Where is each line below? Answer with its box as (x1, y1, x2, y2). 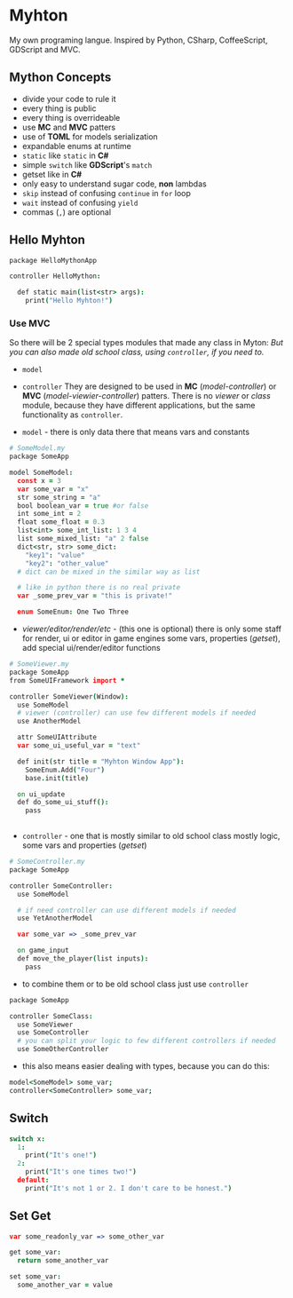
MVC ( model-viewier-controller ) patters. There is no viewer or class (21, 391, 271, 401)
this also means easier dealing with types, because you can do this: (21, 1061, 270, 1072)
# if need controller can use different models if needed (17, 906, 237, 914)
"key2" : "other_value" (25, 558, 109, 568)
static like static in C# (21, 150, 109, 161)
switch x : (9, 1134, 46, 1144)
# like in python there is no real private (17, 583, 180, 592)
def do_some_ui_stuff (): (17, 798, 109, 807)
